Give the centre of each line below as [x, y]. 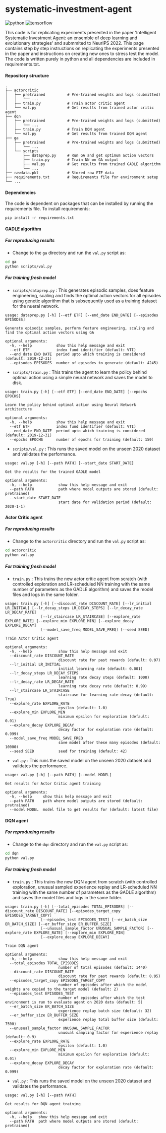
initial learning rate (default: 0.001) [100, 668]
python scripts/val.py [28, 267]
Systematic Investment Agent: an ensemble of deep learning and [71, 38]
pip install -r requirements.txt [40, 218]
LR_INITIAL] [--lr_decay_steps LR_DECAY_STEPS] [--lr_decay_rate [74, 608]
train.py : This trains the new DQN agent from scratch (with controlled [84, 882]
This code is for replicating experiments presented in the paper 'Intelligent [81, 32]
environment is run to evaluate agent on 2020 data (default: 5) [74, 1002]
